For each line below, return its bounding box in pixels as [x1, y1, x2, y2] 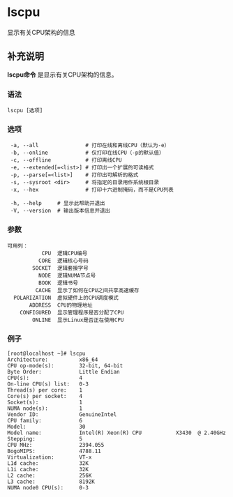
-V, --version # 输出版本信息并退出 [10, 207, 110, 215]
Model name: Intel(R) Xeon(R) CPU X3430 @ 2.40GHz [7, 429, 227, 436]
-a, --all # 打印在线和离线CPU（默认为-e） [10, 142, 170, 149]
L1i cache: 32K [7, 466, 89, 473]
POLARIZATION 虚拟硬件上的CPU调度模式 [13, 294, 119, 301]
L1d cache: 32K [7, 459, 89, 467]
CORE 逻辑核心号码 [38, 257, 89, 264]
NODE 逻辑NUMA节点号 [38, 272, 96, 279]
